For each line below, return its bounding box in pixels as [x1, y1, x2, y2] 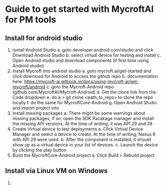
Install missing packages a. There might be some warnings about [12, 110, 145, 116]
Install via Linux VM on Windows [5, 167, 108, 175]
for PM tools [5, 14, 56, 25]
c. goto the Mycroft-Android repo [46, 84, 114, 90]
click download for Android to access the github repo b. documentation [12, 73, 158, 79]
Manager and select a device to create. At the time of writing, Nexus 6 [12, 131, 156, 137]
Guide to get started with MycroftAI [5, 3, 154, 15]
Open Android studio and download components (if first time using [12, 58, 149, 63]
